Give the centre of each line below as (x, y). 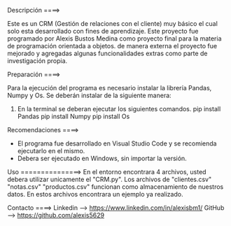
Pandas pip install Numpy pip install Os (73, 116)
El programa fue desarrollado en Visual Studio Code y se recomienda (117, 143)
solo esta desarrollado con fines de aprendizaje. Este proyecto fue (103, 31)
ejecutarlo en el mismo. (51, 151)
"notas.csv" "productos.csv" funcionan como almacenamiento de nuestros (115, 187)
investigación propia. (37, 61)
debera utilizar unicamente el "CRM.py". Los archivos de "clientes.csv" (110, 179)
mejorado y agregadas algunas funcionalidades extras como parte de (107, 53)
